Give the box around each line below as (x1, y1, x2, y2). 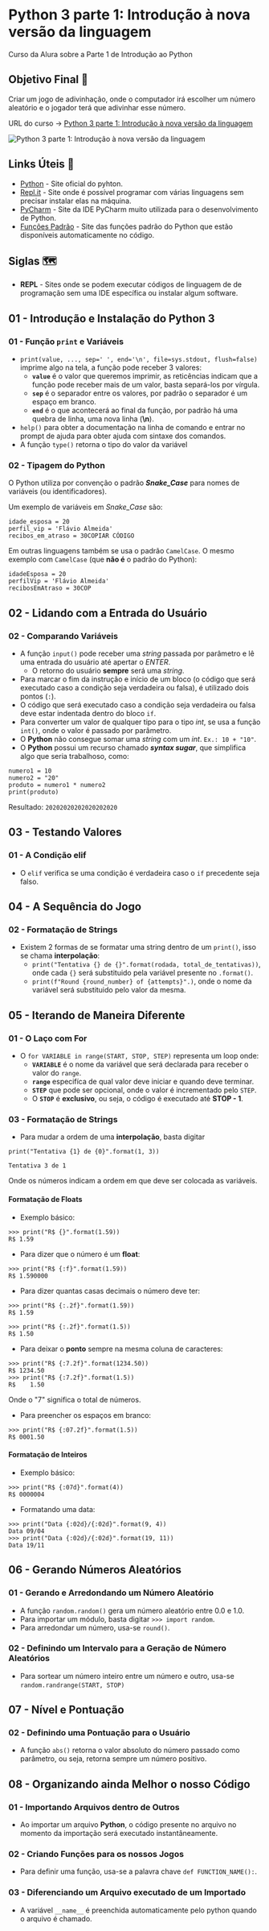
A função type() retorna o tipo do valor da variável (19, 440, 188, 450)
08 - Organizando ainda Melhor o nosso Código (8, 1777, 251, 1791)
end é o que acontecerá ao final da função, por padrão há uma (31, 405, 238, 416)
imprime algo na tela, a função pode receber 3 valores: (19, 363, 202, 372)
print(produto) (8, 788, 59, 797)
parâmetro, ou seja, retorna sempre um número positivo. (19, 1754, 207, 1763)
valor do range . (31, 1068, 82, 1078)
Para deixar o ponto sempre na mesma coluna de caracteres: (19, 1344, 223, 1353)
